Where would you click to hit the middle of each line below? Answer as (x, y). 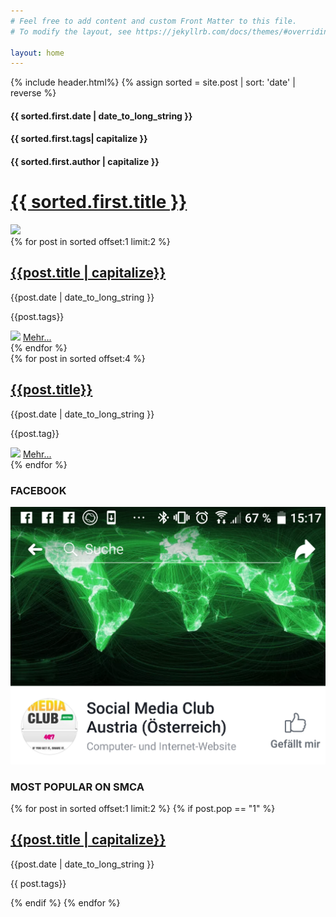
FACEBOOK (38, 490)
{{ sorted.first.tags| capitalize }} (79, 139)
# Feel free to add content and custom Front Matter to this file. (154, 21)
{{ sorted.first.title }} (99, 202)
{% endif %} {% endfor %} (65, 902)
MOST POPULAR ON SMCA (77, 787)
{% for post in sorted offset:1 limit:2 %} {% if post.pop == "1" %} (143, 809)
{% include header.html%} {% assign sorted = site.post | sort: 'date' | (153, 82)
